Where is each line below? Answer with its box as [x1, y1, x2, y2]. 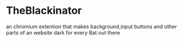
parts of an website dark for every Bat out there [6, 29, 121, 36]
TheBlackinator [6, 4, 82, 17]
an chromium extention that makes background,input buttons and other [6, 23, 177, 30]
